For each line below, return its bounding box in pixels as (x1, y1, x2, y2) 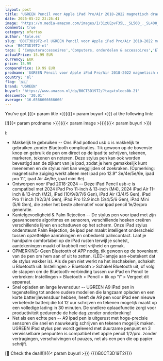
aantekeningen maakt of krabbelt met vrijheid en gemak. (12, 243, 125, 249)
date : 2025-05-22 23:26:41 (5, 16, 60, 21)
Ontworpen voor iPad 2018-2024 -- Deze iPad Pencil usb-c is (12, 181, 135, 187)
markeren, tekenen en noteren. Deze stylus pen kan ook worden (12, 155, 141, 161)
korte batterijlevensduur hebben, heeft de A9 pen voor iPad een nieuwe (12, 294, 155, 300)
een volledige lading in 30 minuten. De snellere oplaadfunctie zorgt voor (12, 305, 157, 311)
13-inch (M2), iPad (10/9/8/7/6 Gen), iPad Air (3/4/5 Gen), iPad (26, 191, 151, 197)
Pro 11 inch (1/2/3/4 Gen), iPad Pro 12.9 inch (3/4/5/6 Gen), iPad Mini (12, 196, 149, 202)
